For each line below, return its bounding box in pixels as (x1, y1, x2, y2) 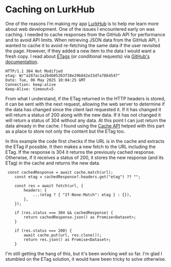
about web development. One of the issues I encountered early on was (5, 26, 155, 32)
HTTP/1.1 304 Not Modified (5, 68, 63, 74)
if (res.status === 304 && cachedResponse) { (14, 210, 114, 215)
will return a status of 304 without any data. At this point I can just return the (5, 117, 166, 124)
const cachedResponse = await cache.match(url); (7, 170, 114, 175)
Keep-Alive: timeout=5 (5, 86, 54, 92)
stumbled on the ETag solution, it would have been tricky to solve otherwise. (5, 256, 166, 262)
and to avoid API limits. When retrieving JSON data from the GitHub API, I (5, 37, 160, 43)
